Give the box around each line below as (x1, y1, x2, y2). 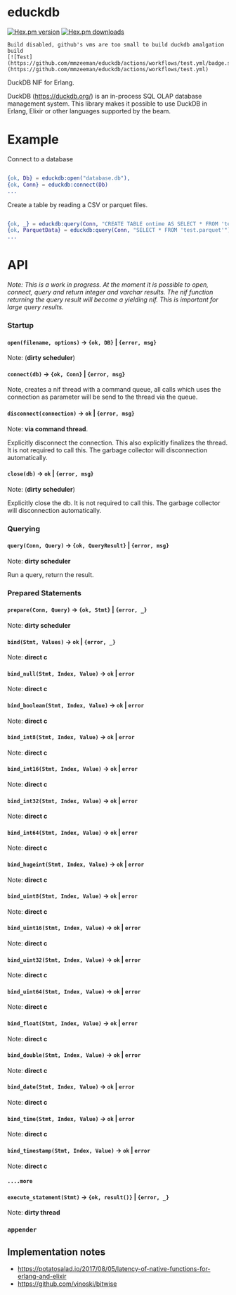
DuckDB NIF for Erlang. (7, 78, 75, 87)
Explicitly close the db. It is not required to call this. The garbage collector (7, 498, 221, 507)
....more (7, 1178, 33, 1185)
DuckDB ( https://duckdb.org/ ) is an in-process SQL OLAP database (7, 92, 202, 100)
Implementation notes (7, 1246, 106, 1258)
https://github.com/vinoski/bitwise (17, 1279, 117, 1288)
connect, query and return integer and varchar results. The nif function (7, 288, 214, 297)
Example (7, 132, 59, 148)
